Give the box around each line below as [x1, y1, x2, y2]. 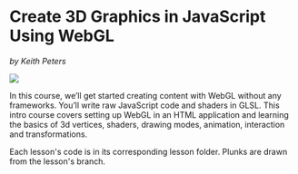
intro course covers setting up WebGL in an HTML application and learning [9, 109, 289, 120]
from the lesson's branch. [9, 156, 106, 167]
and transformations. [9, 129, 88, 140]
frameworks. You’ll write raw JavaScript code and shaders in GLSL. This [9, 100, 280, 111]
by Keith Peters [9, 55, 66, 66]
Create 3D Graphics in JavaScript [9, 6, 266, 27]
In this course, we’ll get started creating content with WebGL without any [9, 90, 282, 101]
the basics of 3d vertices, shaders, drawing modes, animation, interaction [9, 119, 285, 130]
